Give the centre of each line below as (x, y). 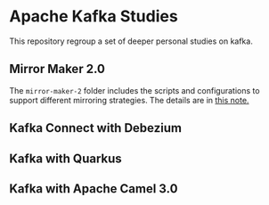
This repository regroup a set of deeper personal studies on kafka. (131, 41)
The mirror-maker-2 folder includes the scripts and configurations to (134, 90)
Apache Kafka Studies (94, 16)
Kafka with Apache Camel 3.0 (94, 189)
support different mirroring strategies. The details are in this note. (129, 100)
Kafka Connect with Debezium (96, 128)
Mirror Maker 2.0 (57, 69)
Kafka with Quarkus (65, 158)
